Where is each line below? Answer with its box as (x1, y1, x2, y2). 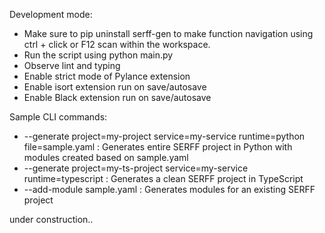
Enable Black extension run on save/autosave (23, 92, 212, 103)
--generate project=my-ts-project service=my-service (23, 162, 249, 174)
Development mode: (9, 9, 93, 20)
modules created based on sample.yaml (23, 152, 189, 163)
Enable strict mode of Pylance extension (23, 70, 191, 82)
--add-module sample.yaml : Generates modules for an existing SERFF (23, 184, 316, 195)
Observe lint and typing (23, 60, 121, 71)
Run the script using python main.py (23, 49, 174, 61)
